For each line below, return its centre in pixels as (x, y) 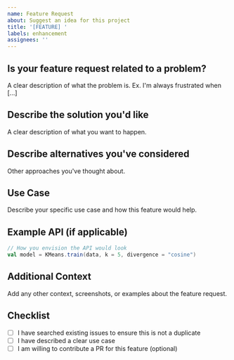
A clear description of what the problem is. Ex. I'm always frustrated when (114, 85)
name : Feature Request (40, 14)
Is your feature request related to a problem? (107, 69)
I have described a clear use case (66, 340)
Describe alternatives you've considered (98, 154)
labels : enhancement (38, 33)
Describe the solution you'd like (78, 115)
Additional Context (49, 277)
